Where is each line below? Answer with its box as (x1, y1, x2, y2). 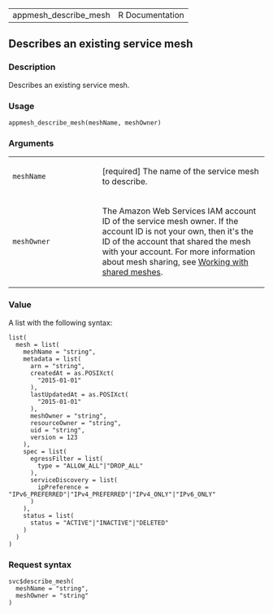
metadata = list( (23, 354, 82, 363)
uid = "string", (29, 426, 85, 434)
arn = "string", (29, 362, 85, 370)
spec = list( (23, 447, 67, 455)
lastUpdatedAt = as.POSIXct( (29, 390, 129, 398)
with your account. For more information (102, 246, 256, 257)
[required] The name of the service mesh (102, 166, 259, 178)
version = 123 (29, 433, 79, 441)
